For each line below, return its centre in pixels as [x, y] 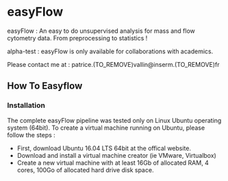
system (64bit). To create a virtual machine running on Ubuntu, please [106, 128]
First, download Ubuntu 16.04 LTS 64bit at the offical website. [104, 148]
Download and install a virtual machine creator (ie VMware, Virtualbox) [117, 155]
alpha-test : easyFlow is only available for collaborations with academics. [110, 51]
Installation [26, 105]
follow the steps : [31, 135]
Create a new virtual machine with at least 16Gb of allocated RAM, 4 [113, 163]
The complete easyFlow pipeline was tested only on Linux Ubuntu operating [114, 120]
